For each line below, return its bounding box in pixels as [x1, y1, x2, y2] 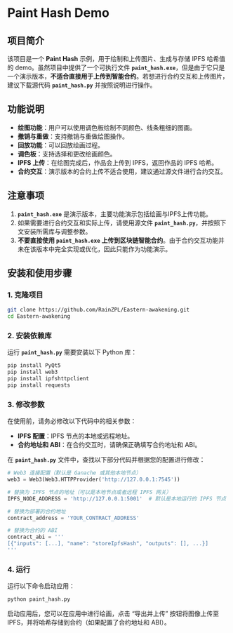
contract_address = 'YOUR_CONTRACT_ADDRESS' [7, 514, 140, 521]
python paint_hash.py [7, 596, 71, 603]
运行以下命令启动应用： [7, 582, 75, 590]
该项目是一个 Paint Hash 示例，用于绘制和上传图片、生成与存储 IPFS [7, 55, 206, 62]
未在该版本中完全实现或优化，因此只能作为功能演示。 [17, 244, 172, 253]
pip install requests [7, 381, 71, 389]
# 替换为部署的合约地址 [7, 507, 67, 515]
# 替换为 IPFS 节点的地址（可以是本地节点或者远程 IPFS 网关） [7, 488, 172, 495]
